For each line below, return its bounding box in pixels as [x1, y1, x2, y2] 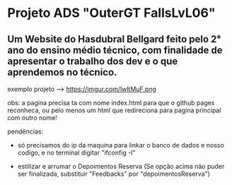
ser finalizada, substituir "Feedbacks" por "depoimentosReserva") [17, 169, 211, 178]
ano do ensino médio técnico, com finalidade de [7, 44, 223, 56]
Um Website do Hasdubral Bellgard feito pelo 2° [7, 33, 221, 45]
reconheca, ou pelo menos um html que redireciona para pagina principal [7, 106, 221, 114]
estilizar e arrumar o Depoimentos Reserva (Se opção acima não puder [17, 162, 225, 170]
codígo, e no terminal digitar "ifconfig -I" [17, 148, 136, 157]
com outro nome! [7, 114, 58, 121]
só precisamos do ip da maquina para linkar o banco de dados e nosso [17, 141, 224, 149]
